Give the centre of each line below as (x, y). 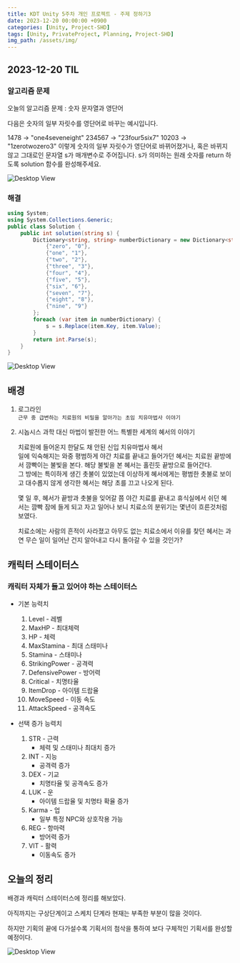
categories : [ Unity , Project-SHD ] (59, 27)
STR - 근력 (44, 738)
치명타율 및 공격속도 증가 (74, 783)
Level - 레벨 (45, 619)
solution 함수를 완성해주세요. (61, 164)
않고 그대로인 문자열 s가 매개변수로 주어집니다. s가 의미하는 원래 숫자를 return (116, 155)
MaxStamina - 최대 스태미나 (68, 645)
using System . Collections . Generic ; (60, 220)
